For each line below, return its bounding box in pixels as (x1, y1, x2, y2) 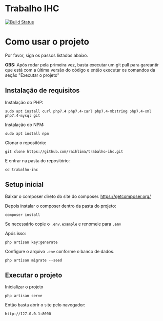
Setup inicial (5, 180, 44, 189)
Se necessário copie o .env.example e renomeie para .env (5, 221, 122, 227)
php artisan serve (5, 294, 42, 299)
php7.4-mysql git (5, 113, 41, 118)
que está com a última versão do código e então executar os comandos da (5, 67, 155, 73)
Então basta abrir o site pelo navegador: (5, 302, 85, 308)
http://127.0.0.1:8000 (5, 311, 51, 317)
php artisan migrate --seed (5, 257, 62, 263)
